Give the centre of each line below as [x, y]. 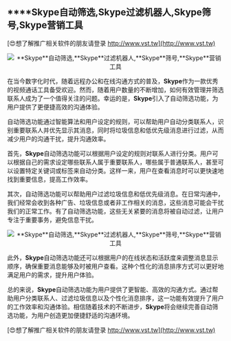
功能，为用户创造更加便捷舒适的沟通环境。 [73, 315]
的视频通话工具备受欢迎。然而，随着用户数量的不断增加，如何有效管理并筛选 [115, 90]
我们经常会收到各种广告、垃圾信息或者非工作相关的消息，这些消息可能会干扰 [115, 203]
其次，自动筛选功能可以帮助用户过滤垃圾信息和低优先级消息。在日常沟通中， [115, 194]
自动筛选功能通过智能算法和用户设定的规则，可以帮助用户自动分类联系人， [112, 121]
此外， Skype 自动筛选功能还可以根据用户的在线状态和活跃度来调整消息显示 [113, 258]
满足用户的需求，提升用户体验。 [52, 275]
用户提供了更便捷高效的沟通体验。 [55, 107]
